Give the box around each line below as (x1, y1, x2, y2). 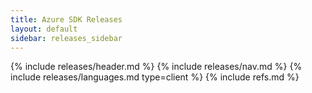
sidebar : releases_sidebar (10, 33, 123, 43)
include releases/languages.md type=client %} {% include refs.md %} (10, 71, 300, 83)
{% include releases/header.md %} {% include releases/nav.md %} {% (10, 61, 303, 73)
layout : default (10, 24, 78, 34)
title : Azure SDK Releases (10, 14, 123, 25)
